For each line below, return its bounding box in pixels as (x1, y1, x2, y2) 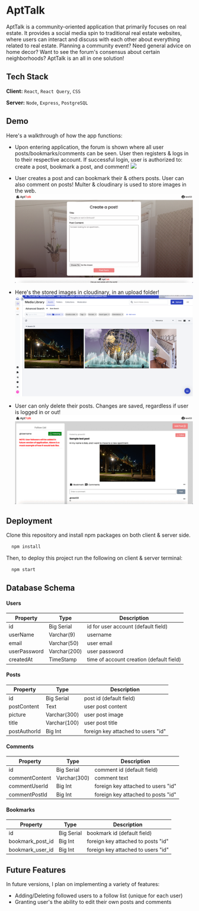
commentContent (8, 774, 52, 782)
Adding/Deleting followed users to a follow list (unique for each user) (14, 892, 183, 899)
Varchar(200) (49, 647, 82, 655)
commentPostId (8, 791, 47, 798)
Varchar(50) (49, 639, 79, 646)
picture (8, 711, 27, 718)
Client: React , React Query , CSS (6, 87, 81, 95)
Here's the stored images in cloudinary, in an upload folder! (14, 288, 160, 296)
